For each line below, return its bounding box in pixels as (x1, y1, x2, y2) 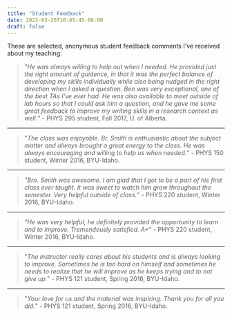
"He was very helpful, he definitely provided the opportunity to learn (23, 218, 219, 226)
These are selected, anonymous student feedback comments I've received (7, 42, 220, 51)
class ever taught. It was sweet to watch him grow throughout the (23, 183, 212, 192)
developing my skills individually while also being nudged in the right (23, 78, 220, 86)
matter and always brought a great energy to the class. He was (23, 141, 205, 150)
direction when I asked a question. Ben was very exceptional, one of (23, 84, 220, 93)
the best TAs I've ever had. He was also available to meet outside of (23, 92, 219, 100)
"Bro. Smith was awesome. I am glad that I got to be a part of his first (23, 176, 222, 184)
